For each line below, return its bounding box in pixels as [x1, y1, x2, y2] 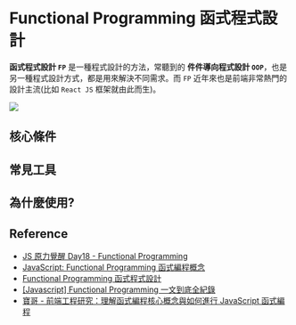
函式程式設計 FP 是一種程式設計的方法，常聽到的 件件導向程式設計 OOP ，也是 [9, 61, 288, 72]
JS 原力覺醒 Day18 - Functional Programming [21, 250, 188, 261]
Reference [9, 226, 69, 241]
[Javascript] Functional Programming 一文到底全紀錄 [21, 284, 216, 295]
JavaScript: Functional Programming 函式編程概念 [21, 262, 205, 272]
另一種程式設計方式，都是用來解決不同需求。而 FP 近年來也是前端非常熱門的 [9, 72, 288, 83]
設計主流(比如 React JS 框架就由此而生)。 [9, 84, 161, 94]
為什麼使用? [9, 195, 75, 210]
